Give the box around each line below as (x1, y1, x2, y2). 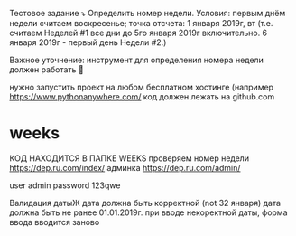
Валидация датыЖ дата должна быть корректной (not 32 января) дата (9, 197, 282, 208)
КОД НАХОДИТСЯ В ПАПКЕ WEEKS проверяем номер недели (9, 153, 250, 164)
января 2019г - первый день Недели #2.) (9, 37, 167, 48)
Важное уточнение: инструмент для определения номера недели (9, 54, 264, 65)
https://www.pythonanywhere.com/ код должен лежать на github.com (9, 91, 275, 102)
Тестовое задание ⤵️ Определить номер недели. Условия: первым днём (9, 8, 286, 18)
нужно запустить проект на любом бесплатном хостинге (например (9, 81, 273, 92)
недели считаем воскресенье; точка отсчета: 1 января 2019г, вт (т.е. (9, 18, 273, 28)
